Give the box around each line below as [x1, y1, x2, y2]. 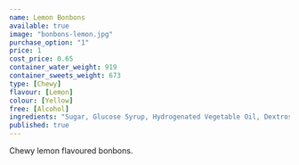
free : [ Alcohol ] [9, 104, 69, 113]
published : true [9, 121, 69, 130]
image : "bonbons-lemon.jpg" [9, 29, 114, 38]
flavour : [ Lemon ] [9, 87, 74, 96]
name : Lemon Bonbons [9, 12, 86, 22]
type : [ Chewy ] [9, 79, 62, 88]
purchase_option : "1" [9, 37, 90, 47]
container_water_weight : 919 [9, 63, 117, 72]
